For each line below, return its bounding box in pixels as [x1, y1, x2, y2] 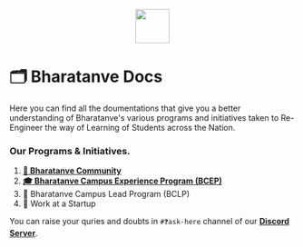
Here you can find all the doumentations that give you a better [9, 103, 241, 114]
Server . [9, 228, 38, 239]
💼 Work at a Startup [22, 198, 97, 209]
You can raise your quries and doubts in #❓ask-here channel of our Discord [9, 216, 290, 227]
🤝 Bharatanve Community [22, 165, 122, 176]
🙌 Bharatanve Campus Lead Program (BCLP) [22, 189, 191, 200]
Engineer [9, 122, 44, 133]
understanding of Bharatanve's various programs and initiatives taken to [9, 112, 279, 123]
